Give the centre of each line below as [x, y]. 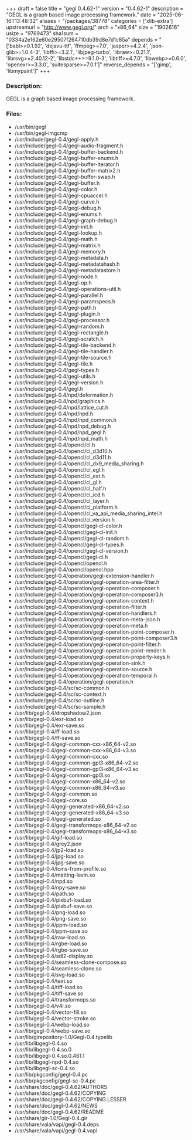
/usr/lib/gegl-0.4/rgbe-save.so [51, 949]
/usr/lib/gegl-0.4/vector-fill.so [50, 1012]
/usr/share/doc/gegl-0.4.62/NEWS [56, 1105]
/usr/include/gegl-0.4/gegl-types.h [57, 370]
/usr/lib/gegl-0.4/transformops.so [55, 999]
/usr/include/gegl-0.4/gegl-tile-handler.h [64, 351]
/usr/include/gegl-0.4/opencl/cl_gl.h [58, 482]
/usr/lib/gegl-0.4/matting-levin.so [55, 875]
